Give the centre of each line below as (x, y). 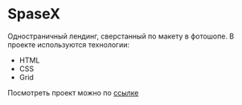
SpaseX (34, 14)
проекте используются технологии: (69, 44)
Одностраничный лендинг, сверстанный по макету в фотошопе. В (121, 36)
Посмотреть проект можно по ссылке (73, 92)
